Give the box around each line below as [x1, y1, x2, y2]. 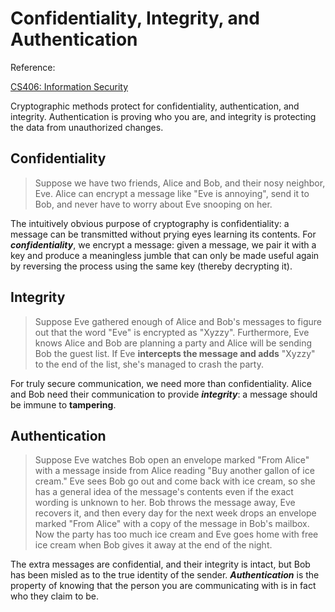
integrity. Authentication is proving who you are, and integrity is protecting [10, 110, 317, 122]
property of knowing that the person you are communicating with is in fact [10, 580, 317, 592]
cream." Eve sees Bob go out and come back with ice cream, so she [34, 475, 316, 487]
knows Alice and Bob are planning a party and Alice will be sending [34, 337, 313, 349]
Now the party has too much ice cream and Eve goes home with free [34, 528, 319, 541]
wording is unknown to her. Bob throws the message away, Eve [34, 497, 296, 509]
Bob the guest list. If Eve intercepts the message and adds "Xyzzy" [34, 347, 316, 359]
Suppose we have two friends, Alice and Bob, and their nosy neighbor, [34, 177, 326, 189]
